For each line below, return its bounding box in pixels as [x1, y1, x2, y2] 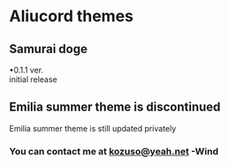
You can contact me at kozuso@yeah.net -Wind [9, 145, 219, 157]
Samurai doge [9, 41, 88, 57]
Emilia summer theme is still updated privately [9, 123, 177, 133]
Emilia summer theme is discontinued [9, 100, 221, 115]
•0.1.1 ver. [9, 64, 44, 75]
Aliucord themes [9, 6, 134, 26]
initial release [9, 74, 57, 85]
